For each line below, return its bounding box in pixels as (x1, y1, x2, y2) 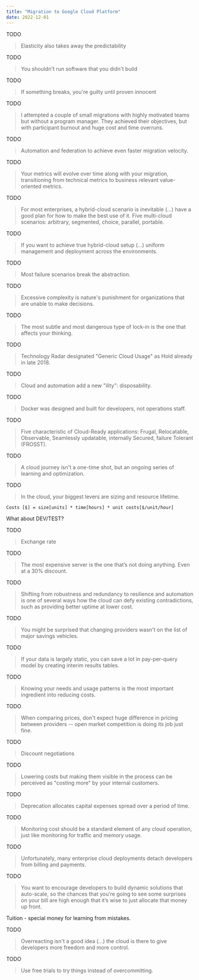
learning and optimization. (20, 470, 85, 477)
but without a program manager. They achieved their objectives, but (20, 117, 187, 125)
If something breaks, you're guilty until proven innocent (20, 88, 156, 95)
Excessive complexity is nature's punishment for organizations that (20, 294, 185, 301)
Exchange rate (20, 538, 56, 545)
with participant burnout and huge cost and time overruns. (20, 124, 164, 131)
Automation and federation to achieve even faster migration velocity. (20, 147, 189, 154)
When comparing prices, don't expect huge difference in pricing (20, 714, 178, 721)
